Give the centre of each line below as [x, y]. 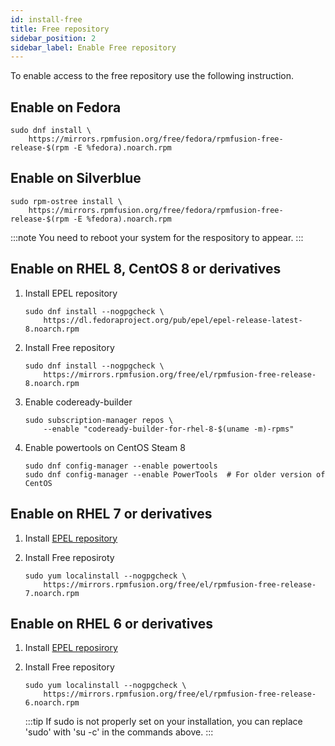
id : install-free [46, 19]
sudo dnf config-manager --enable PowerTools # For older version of [175, 474]
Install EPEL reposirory [71, 648]
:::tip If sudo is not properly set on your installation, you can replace [163, 722]
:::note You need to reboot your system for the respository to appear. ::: [157, 237]
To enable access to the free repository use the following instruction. [152, 76]
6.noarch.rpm [52, 703]
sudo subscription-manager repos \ [99, 420]
